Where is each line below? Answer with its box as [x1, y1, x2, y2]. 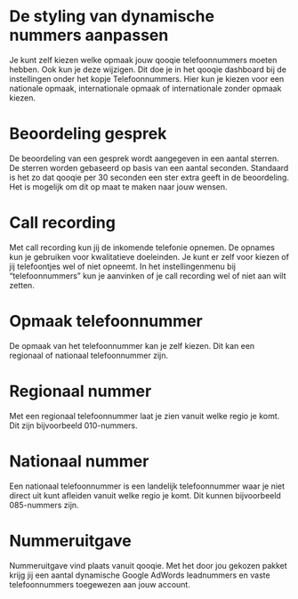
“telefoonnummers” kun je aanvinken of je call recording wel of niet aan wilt [9, 270, 286, 281]
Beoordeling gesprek [9, 124, 167, 144]
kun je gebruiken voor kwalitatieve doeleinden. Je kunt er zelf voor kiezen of [9, 251, 289, 262]
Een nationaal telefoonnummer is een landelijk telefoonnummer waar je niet [9, 481, 286, 491]
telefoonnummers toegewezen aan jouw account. [9, 579, 191, 589]
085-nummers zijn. [9, 499, 79, 510]
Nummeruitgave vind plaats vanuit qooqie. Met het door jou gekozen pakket [9, 560, 287, 571]
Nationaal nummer [9, 451, 149, 471]
